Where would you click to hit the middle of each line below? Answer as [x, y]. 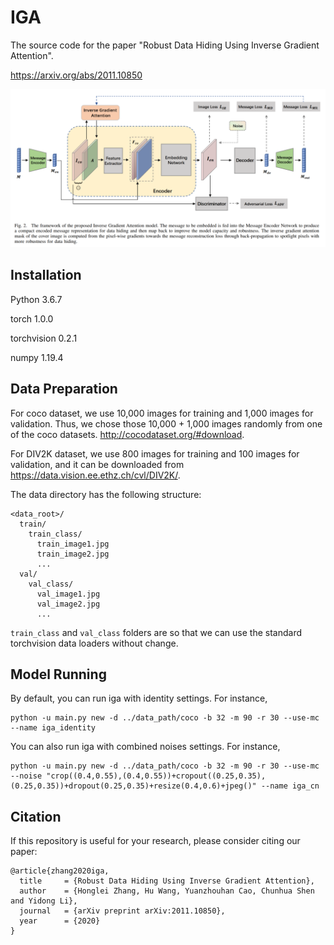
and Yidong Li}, [44, 901]
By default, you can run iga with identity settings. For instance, [139, 698]
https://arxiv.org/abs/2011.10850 [76, 75]
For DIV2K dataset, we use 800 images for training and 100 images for [155, 453]
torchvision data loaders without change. [94, 643]
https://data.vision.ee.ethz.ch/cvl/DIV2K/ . [95, 475]
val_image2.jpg [68, 604]
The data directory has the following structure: [106, 494]
